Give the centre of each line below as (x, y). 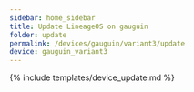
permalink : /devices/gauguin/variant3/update (97, 43)
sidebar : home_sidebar (52, 18)
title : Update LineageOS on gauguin (79, 26)
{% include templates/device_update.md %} (92, 77)
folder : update (38, 35)
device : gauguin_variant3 (58, 52)
